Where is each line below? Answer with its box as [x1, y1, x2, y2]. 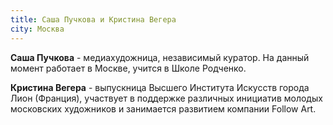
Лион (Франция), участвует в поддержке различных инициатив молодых [10, 92, 323, 104]
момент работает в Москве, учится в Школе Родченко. [10, 62, 247, 74]
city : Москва [10, 24, 65, 34]
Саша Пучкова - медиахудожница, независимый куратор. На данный [10, 51, 310, 63]
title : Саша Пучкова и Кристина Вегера [10, 14, 177, 25]
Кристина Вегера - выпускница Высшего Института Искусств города [10, 81, 310, 93]
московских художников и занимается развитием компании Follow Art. [10, 102, 317, 115]
